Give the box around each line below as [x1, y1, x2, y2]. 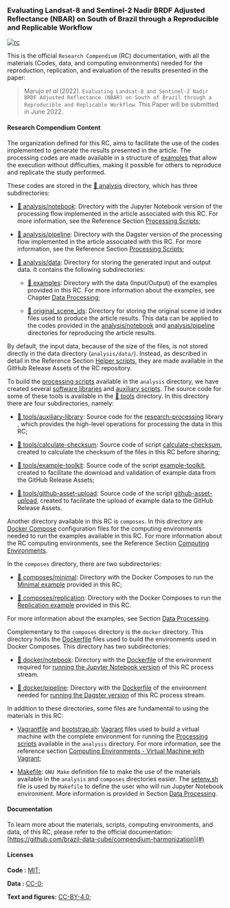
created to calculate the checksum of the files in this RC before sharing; [16, 447, 221, 456]
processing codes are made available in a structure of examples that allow [7, 154, 218, 162]
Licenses [7, 851, 34, 859]
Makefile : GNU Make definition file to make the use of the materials [16, 767, 201, 776]
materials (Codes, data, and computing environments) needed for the [7, 59, 203, 67]
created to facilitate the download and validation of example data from [16, 468, 216, 476]
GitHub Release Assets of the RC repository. [7, 363, 133, 372]
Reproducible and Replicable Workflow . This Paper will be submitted [23, 101, 219, 109]
